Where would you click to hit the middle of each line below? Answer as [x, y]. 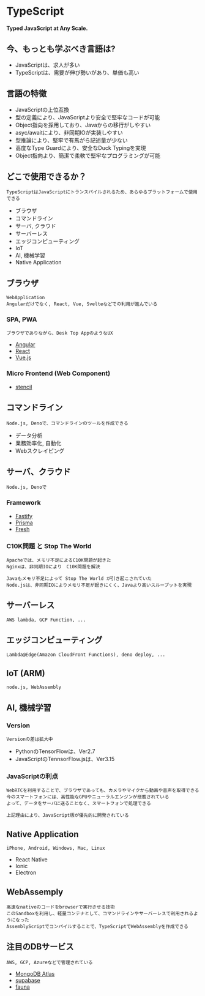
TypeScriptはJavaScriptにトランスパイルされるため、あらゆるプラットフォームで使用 [102, 192]
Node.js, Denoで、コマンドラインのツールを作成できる [67, 423]
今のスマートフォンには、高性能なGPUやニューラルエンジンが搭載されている [88, 797]
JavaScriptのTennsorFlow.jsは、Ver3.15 [65, 759]
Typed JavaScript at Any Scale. [47, 28]
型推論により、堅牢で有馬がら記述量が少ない [71, 140]
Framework [24, 503]
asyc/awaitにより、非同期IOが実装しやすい [69, 132]
